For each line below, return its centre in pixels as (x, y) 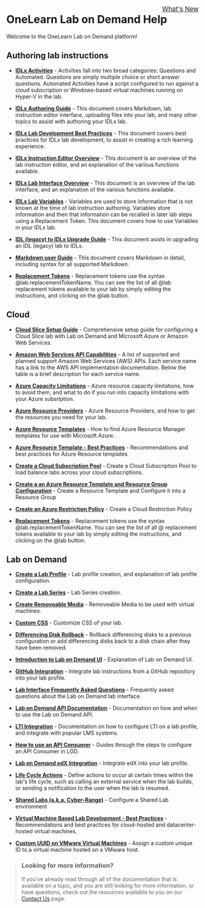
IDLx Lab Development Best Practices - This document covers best (101, 133)
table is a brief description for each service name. (78, 373)
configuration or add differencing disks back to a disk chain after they (103, 641)
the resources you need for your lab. (61, 417)
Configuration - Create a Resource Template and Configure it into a (100, 490)
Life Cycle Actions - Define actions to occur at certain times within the (104, 775)
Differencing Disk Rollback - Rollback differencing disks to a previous (103, 635)
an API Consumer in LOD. (47, 751)
